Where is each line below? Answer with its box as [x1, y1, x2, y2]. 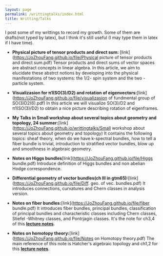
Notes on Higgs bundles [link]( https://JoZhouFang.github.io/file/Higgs [12, 156, 153, 161]
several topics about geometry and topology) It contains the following [12, 130, 152, 137]
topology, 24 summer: [12, 120, 59, 126]
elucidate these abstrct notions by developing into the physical [12, 70, 139, 76]
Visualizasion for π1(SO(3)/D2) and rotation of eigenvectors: [12, 90, 137, 96]
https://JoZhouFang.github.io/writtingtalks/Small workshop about [14, 125, 145, 131]
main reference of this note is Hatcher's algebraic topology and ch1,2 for [12, 241, 158, 247]
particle [12, 80, 28, 86]
